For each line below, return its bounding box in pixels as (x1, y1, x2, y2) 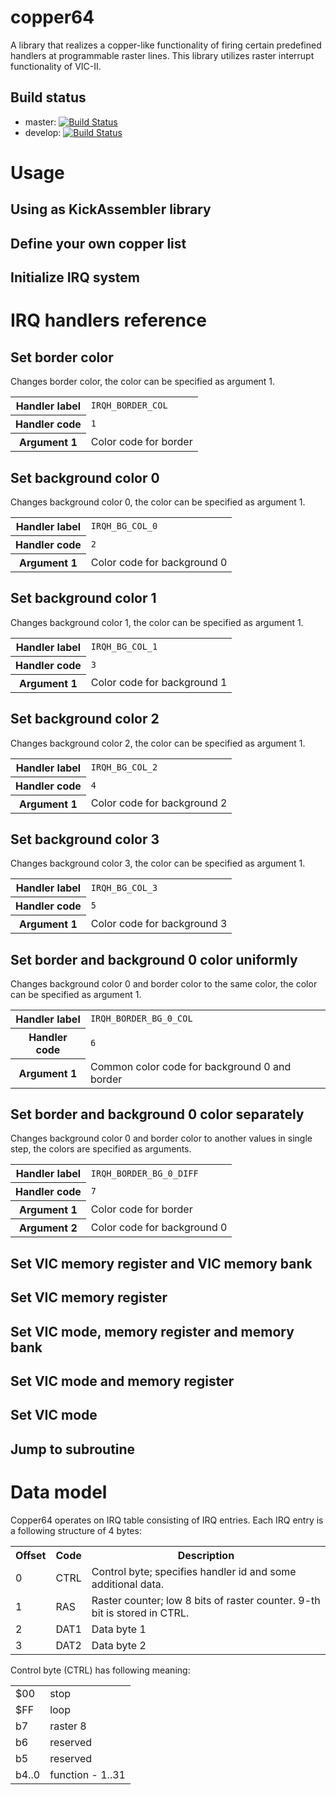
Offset (15, 1548, 47, 1562)
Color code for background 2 (90, 796, 228, 810)
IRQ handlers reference (10, 309, 207, 332)
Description (177, 1548, 235, 1562)
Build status (10, 89, 87, 106)
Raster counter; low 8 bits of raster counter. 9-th (91, 1593, 321, 1607)
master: (24, 116, 57, 128)
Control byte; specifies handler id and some (91, 1564, 297, 1578)
